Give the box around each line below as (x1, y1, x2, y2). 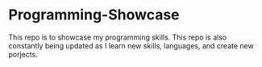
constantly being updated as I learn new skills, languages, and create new (8, 40, 254, 50)
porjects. (8, 49, 38, 59)
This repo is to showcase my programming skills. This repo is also (8, 32, 227, 42)
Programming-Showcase (8, 6, 180, 24)
